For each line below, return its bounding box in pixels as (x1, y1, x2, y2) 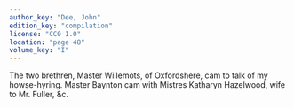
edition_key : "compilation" (9, 21, 114, 30)
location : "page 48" (9, 37, 86, 47)
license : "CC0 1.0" (9, 29, 82, 38)
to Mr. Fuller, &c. (9, 89, 69, 100)
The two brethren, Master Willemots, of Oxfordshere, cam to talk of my (9, 70, 268, 81)
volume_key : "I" (9, 46, 69, 55)
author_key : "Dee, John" (9, 12, 101, 22)
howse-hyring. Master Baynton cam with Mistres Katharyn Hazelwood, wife (9, 80, 286, 90)
